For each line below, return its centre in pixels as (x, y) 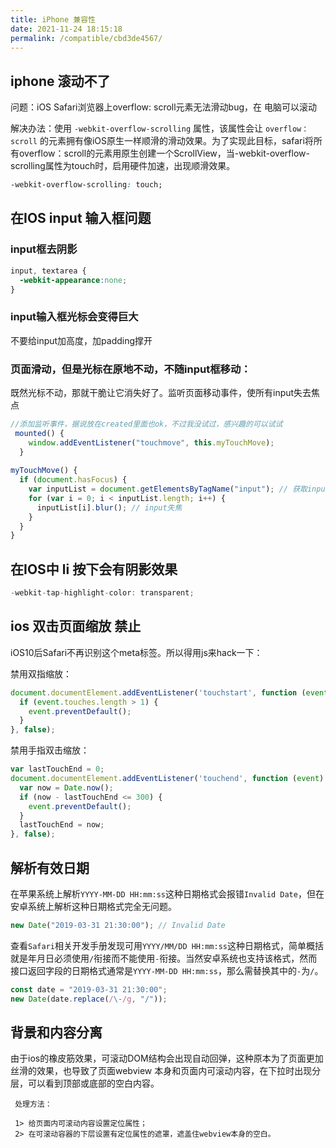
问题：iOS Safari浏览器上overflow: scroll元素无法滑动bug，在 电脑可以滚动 (163, 107)
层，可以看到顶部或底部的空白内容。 (85, 1083)
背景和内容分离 (56, 1032)
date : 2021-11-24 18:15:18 (66, 29)
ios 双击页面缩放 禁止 (76, 626)
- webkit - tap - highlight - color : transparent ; (102, 593)
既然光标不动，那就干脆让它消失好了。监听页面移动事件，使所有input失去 (161, 392)
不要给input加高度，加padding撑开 (81, 340)
